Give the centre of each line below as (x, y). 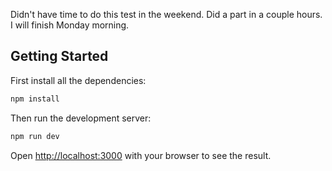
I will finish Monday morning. (70, 25)
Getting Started (59, 56)
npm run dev (35, 136)
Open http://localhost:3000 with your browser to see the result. (141, 155)
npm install (35, 99)
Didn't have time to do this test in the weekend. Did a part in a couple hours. (166, 14)
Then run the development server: (81, 118)
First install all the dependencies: (78, 80)
